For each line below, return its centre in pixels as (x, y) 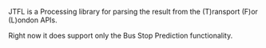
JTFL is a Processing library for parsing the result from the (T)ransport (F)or (133, 12)
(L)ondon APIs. (33, 20)
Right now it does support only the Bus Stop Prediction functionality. (121, 36)
